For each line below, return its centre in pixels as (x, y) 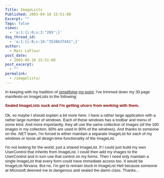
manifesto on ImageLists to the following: (41, 96)
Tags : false (17, 23)
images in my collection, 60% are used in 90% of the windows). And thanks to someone (82, 129)
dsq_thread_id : (21, 37)
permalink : (16, 74)
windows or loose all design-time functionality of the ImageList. (60, 138)
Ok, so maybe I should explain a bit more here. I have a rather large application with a (81, 115)
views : (12, 28)
